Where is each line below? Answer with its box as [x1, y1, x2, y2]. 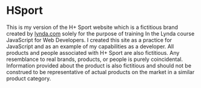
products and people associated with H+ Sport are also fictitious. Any [6, 49, 180, 56]
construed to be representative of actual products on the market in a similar [6, 68, 195, 75]
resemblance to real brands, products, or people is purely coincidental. [6, 55, 183, 63]
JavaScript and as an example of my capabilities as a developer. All [6, 43, 174, 50]
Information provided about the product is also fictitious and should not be [6, 61, 192, 69]
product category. [6, 75, 51, 82]
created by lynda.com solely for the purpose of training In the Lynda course [6, 30, 195, 37]
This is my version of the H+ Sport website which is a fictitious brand [6, 24, 179, 31]
